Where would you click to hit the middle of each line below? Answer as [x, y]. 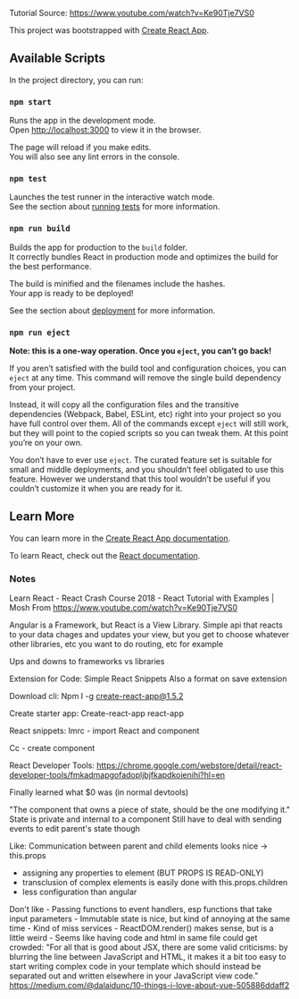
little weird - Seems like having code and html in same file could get [133, 938]
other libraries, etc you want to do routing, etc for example [116, 645]
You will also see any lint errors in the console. [95, 157]
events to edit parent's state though [75, 829]
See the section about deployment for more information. [112, 310]
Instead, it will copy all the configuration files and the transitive [124, 405]
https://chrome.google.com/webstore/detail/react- [190, 765]
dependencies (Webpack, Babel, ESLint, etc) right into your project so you [145, 414]
